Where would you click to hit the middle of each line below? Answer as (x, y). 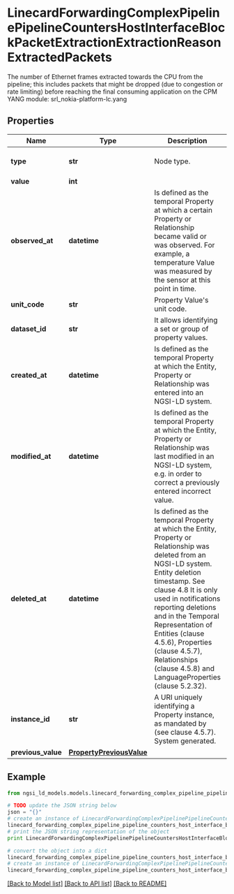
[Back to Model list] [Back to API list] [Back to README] (87, 884)
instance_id (30, 719)
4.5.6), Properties (183, 642)
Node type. (172, 161)
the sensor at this (182, 279)
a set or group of (181, 328)
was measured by (183, 271)
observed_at (32, 240)
